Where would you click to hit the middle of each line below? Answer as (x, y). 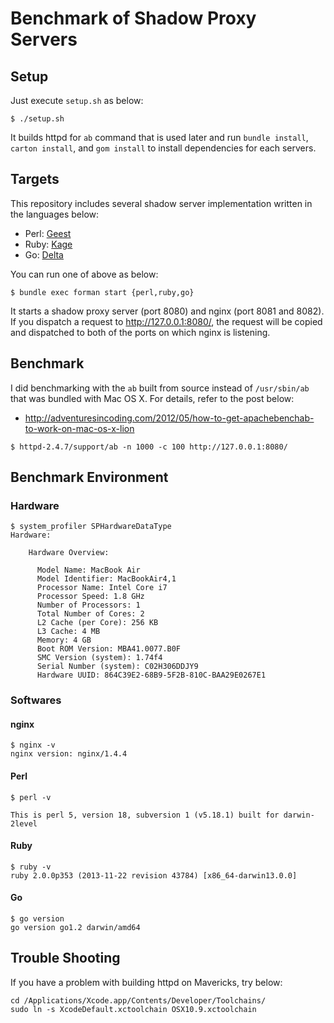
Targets (35, 179)
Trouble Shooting (65, 958)
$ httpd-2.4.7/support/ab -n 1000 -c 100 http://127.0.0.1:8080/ (149, 447)
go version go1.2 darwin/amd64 (75, 928)
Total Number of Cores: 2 (90, 614)
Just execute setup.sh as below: (77, 100)
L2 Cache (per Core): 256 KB (97, 623)
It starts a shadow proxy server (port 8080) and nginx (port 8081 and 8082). (167, 311)
